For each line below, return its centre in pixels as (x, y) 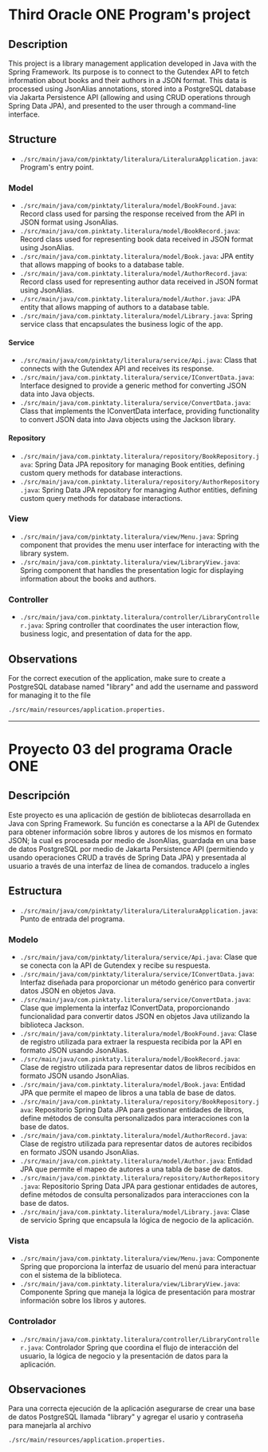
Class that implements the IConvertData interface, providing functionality (140, 411)
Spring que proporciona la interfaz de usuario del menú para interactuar (138, 1267)
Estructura (35, 891)
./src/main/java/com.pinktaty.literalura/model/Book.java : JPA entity (137, 257)
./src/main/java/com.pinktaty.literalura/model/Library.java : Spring (136, 316)
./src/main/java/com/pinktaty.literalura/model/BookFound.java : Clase (138, 1033)
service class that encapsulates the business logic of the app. (121, 324)
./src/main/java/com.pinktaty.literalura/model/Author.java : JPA (130, 299)
